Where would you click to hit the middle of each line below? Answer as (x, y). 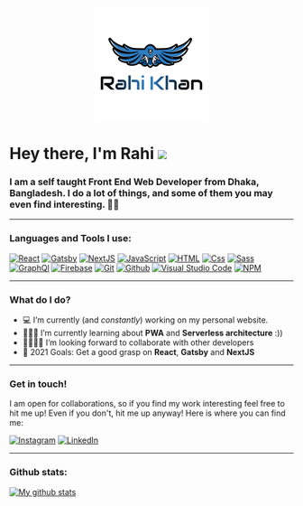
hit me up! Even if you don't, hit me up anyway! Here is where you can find (147, 413)
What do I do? (40, 299)
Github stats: (38, 473)
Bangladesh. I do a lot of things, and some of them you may (141, 193)
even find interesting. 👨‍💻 (64, 204)
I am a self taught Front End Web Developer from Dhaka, (134, 182)
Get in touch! (38, 384)
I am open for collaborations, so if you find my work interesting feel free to (147, 404)
